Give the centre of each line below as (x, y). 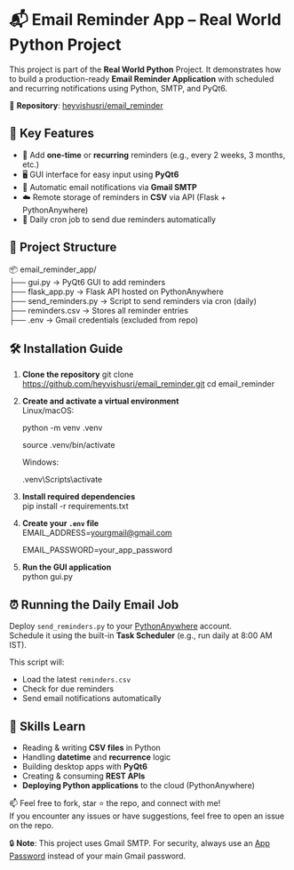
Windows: (40, 462)
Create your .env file (60, 523)
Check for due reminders (68, 689)
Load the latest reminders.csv (76, 680)
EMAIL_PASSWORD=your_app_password (97, 550)
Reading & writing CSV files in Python (91, 747)
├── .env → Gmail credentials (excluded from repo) (104, 320)
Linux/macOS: (48, 411)
